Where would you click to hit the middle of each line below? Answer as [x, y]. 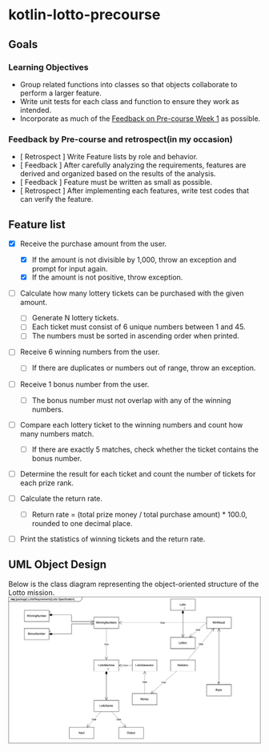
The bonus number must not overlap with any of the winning [131, 400]
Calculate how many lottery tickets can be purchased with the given [132, 293]
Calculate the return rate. [61, 498]
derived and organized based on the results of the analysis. [118, 174]
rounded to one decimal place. [82, 523]
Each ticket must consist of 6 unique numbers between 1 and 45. [139, 327]
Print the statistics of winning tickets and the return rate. [112, 539]
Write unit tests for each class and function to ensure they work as [129, 101]
